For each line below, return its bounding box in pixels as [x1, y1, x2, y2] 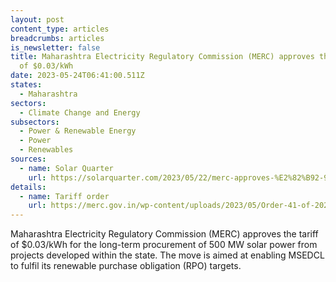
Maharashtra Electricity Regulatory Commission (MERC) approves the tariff [10, 228, 319, 240]
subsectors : [10, 117, 60, 127]
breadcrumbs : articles [10, 33, 105, 43]
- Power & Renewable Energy [19, 126, 137, 136]
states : [10, 80, 43, 90]
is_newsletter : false [10, 42, 101, 53]
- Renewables [19, 145, 74, 155]
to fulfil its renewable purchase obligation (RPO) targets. [10, 260, 242, 272]
